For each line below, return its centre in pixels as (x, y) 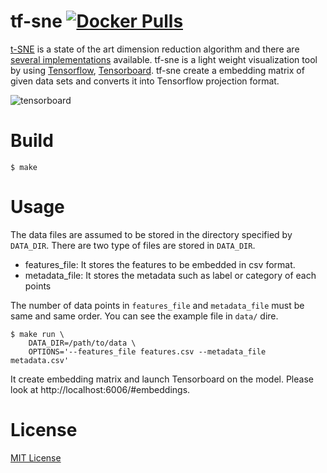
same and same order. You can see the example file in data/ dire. (144, 316)
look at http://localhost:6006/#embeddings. (100, 389)
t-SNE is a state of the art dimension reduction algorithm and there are (155, 49)
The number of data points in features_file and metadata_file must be (157, 305)
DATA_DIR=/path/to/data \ (82, 343)
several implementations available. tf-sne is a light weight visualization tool (164, 59)
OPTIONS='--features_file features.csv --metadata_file (147, 351)
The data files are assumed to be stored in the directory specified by (151, 234)
